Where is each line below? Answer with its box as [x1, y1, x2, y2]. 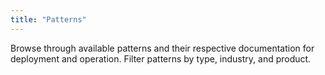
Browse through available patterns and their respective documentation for [10, 42, 315, 54]
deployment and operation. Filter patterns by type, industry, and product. [10, 52, 312, 65]
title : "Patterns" [10, 14, 87, 25]
